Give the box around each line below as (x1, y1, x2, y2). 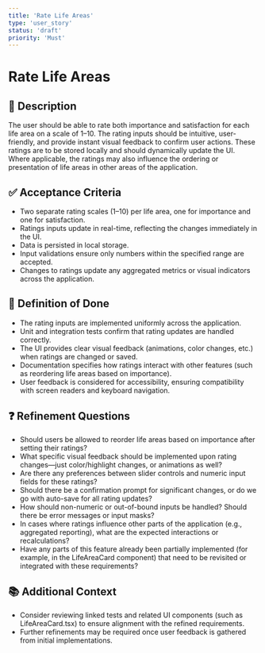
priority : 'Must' (8, 33, 66, 42)
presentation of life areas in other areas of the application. (8, 163, 198, 172)
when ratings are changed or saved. (19, 351, 138, 361)
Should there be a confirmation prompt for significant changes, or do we (19, 485, 257, 494)
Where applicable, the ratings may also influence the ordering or (8, 154, 219, 163)
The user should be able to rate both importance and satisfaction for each (8, 121, 250, 130)
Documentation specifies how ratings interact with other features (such (19, 360, 253, 370)
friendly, (8, 137, 36, 147)
